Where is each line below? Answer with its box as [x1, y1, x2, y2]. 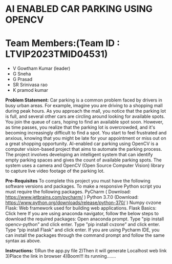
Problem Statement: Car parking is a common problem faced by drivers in [5, 97, 163, 103]
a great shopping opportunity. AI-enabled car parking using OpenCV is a [5, 140, 159, 147]
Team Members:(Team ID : [5, 37, 120, 49]
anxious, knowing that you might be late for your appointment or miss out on [5, 135, 166, 141]
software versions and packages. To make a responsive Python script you [5, 183, 161, 190]
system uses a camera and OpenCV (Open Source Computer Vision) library [5, 163, 165, 169]
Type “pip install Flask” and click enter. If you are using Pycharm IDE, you [5, 227, 160, 233]
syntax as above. [5, 238, 41, 244]
